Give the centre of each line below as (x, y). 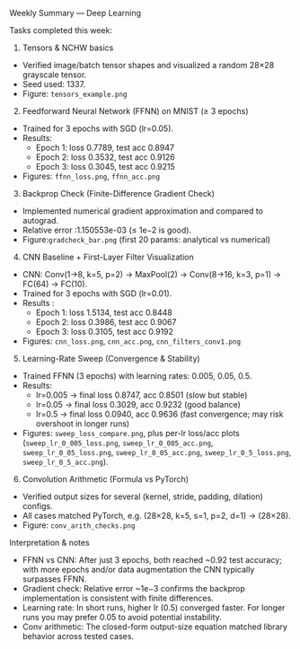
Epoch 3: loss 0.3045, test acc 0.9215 (105, 167)
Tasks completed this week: (61, 30)
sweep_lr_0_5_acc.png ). (66, 462)
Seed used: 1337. (54, 84)
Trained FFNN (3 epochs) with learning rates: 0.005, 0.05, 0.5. (137, 376)
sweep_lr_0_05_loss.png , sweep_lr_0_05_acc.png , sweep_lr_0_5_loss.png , (157, 452)
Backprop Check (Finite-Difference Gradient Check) (119, 193)
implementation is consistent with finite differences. (118, 598)
